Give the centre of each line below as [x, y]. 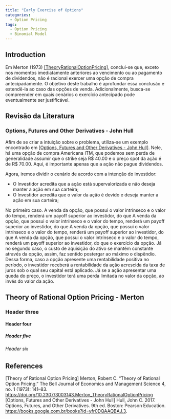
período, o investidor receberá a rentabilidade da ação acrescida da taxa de [85, 265]
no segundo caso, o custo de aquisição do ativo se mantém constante [79, 248]
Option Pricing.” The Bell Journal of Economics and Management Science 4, [85, 384]
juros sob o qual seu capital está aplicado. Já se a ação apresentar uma [81, 270]
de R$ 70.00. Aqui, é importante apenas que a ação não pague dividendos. [84, 164]
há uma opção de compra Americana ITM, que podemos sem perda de [80, 153]
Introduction [26, 55]
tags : [11, 24]
